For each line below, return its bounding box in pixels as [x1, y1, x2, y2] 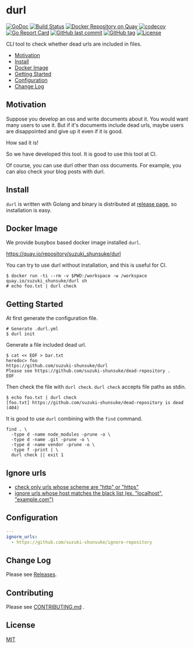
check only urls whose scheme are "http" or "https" [14, 484, 139, 490]
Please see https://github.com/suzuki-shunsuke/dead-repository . [6, 368, 171, 374]
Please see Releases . [6, 571, 57, 578]
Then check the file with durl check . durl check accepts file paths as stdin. [6, 384, 186, 391]
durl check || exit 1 [11, 452, 64, 458]
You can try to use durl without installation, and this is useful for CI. [6, 261, 167, 269]
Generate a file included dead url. [6, 342, 86, 349]
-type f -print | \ [11, 447, 59, 453]
